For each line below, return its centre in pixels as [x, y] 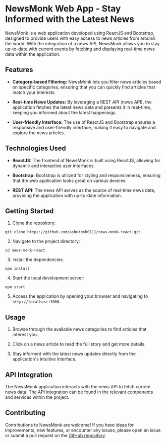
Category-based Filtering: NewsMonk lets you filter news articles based [87, 82]
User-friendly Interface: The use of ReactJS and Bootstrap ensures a [83, 122]
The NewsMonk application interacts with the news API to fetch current [78, 387]
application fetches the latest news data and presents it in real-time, [82, 107]
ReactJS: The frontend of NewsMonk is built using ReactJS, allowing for [86, 160]
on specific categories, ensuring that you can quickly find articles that [83, 87]
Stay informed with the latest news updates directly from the [74, 354]
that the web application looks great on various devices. [70, 180]
